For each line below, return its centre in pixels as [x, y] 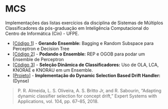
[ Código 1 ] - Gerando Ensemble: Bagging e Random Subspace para [83, 43]
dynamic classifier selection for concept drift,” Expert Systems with [87, 96]
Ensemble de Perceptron [38, 59]
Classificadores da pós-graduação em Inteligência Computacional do [77, 28]
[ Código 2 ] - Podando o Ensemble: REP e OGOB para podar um [79, 54]
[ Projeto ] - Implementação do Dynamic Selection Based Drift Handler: [87, 75]
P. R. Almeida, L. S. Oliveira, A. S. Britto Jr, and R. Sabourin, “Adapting [90, 90]
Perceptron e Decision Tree [41, 48]
